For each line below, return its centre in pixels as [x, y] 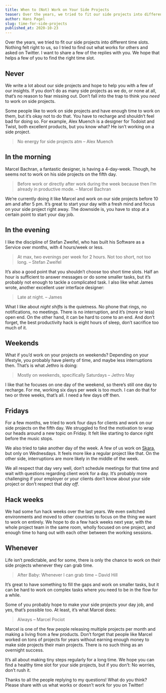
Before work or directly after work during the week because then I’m [87, 184]
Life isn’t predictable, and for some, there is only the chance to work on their [83, 560]
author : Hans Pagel [25, 19]
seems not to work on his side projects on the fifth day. [61, 174]
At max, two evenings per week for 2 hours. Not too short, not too [84, 257]
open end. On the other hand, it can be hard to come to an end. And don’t [80, 317]
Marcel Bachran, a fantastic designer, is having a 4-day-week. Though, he [81, 169]
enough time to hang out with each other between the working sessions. [79, 532]
